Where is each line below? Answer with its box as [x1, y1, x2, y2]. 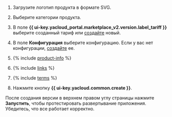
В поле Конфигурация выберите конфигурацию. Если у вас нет [12, 40, 154, 46]
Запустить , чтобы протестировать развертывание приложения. [5, 100, 146, 106]
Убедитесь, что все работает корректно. [5, 106, 95, 112]
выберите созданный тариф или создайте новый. [12, 30, 121, 35]
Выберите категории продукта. [12, 14, 81, 20]
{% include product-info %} [12, 55, 72, 61]
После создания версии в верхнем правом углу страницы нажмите [5, 95, 155, 101]
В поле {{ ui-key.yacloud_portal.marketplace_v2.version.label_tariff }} [12, 24, 167, 30]
